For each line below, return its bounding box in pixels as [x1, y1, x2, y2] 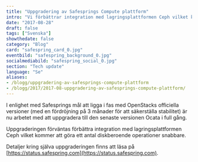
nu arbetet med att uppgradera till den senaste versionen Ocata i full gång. [6, 114, 187, 121]
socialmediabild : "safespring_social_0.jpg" [6, 58, 117, 64]
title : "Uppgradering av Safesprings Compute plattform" [6, 8, 149, 15]
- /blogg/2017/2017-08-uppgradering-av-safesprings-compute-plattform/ [6, 85, 186, 91]
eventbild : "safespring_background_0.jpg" [6, 52, 112, 58]
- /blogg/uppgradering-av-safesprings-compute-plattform [6, 80, 149, 86]
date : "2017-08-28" [6, 19, 54, 25]
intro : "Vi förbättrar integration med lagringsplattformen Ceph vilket [6, 14, 189, 20]
